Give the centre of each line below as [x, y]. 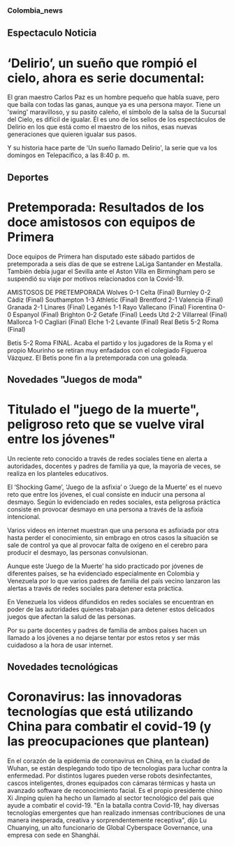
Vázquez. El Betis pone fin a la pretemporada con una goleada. [98, 358]
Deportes [28, 177]
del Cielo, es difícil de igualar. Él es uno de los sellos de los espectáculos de [116, 119]
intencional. [24, 516]
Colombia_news [35, 10]
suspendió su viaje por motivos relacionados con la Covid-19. [95, 279]
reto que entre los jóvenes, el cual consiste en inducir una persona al [106, 494]
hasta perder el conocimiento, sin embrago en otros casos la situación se [113, 537]
